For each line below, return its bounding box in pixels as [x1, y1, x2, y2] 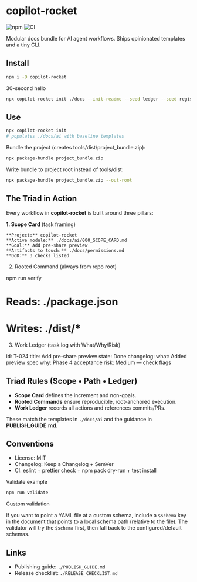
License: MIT [14, 454, 46, 461]
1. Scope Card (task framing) [6, 221, 76, 228]
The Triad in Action [6, 194, 77, 204]
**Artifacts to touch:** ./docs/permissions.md [6, 247, 125, 254]
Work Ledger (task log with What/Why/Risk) [14, 341, 121, 348]
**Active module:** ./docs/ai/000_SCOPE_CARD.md [6, 237, 127, 243]
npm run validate [6, 490, 49, 495]
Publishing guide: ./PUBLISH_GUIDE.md [14, 563, 106, 570]
